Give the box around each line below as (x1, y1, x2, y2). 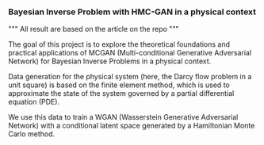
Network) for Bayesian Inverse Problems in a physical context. (8, 56, 212, 66)
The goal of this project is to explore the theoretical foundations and (8, 40, 231, 49)
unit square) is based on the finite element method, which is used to (8, 80, 230, 90)
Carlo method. (8, 129, 55, 139)
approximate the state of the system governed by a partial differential (8, 89, 235, 98)
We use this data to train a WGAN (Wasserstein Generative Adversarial (8, 113, 239, 122)
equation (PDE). (8, 97, 60, 107)
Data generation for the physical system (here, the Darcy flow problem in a (8, 72, 252, 82)
